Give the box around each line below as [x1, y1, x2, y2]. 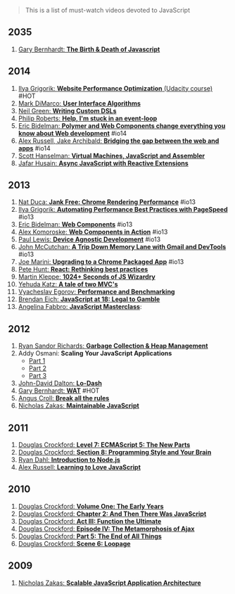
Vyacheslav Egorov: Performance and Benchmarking [18, 288, 175, 296]
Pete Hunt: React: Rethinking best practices [18, 265, 148, 274]
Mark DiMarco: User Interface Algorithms [18, 99, 141, 108]
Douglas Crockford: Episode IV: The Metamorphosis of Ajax [18, 524, 195, 533]
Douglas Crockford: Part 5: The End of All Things [18, 531, 163, 541]
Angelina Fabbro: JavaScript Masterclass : [18, 303, 142, 311]
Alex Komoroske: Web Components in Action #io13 [18, 228, 168, 236]
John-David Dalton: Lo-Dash [18, 379, 103, 388]
